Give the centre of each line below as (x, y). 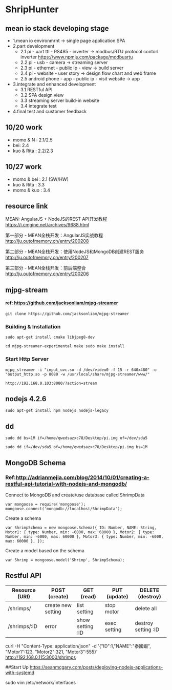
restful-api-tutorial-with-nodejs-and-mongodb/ (66, 484)
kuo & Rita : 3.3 (29, 184)
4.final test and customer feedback (50, 111)
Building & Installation (33, 326)
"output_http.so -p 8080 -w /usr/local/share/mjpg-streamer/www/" (78, 374)
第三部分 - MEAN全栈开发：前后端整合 (46, 268)
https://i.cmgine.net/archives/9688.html (47, 225)
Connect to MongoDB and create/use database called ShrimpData (75, 495)
